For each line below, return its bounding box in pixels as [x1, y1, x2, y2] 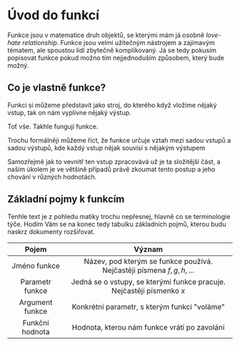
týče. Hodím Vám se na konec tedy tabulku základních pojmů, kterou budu [7, 220, 226, 228]
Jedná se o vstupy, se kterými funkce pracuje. [71, 277, 226, 287]
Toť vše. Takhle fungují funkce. [7, 122, 99, 131]
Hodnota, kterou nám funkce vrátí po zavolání [71, 322, 225, 332]
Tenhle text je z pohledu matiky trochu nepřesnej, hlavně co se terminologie [7, 212, 231, 220]
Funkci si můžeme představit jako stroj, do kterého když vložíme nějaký [7, 101, 217, 109]
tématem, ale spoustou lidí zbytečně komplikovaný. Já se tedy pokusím [7, 46, 216, 54]
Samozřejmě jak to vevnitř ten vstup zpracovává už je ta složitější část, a [7, 157, 221, 166]
